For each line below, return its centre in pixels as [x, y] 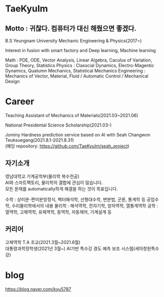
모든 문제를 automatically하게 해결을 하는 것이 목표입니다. [62, 188]
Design [12, 81]
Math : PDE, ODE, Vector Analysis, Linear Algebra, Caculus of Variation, [79, 60]
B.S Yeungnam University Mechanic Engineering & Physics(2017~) [73, 41]
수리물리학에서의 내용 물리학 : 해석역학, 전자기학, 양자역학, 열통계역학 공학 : [85, 205]
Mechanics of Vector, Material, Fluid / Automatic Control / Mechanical [77, 76]
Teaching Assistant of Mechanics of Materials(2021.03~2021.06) [72, 115]
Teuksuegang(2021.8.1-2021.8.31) [39, 140]
